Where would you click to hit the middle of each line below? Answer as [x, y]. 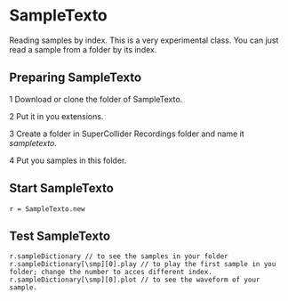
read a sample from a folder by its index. [83, 49]
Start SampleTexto [61, 188]
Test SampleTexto [60, 236]
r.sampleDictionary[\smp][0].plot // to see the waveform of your [135, 280]
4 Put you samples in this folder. [68, 160]
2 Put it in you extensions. [56, 116]
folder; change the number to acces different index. [111, 273]
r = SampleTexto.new [48, 209]
